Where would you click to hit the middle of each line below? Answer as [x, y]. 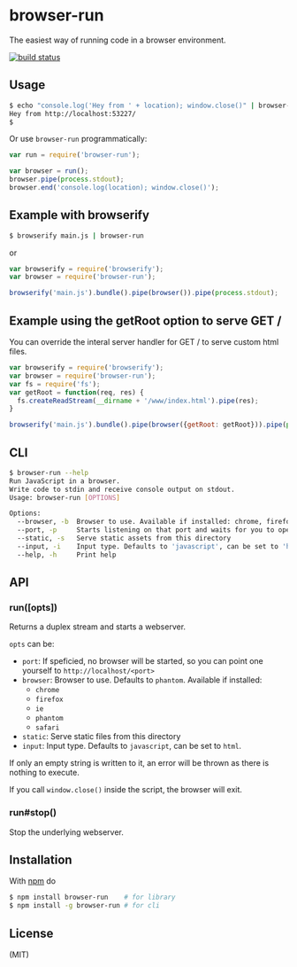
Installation [41, 860]
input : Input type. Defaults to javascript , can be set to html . [131, 746]
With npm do [32, 881]
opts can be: [32, 644]
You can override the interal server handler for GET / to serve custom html [144, 342]
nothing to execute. [44, 773]
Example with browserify [80, 215]
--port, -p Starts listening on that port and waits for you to [146, 530]
